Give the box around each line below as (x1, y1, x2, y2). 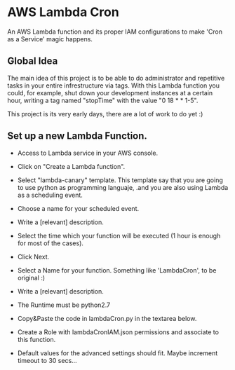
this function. (17, 335, 56, 343)
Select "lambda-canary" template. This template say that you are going (17, 176, 223, 184)
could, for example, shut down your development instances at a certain (7, 88, 213, 97)
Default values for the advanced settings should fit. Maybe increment (17, 348, 218, 357)
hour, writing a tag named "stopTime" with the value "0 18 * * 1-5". (7, 96, 199, 104)
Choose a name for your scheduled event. (17, 204, 139, 212)
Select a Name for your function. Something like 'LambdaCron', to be (17, 266, 217, 274)
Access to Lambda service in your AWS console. (17, 149, 159, 157)
